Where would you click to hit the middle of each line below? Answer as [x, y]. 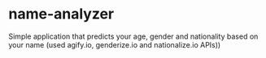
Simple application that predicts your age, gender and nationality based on [133, 36]
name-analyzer [61, 14]
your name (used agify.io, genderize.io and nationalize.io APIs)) [115, 44]
